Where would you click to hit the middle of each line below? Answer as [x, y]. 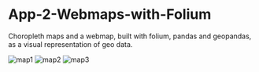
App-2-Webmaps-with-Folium [110, 14]
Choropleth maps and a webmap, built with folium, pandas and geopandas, [130, 36]
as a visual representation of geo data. [70, 44]
